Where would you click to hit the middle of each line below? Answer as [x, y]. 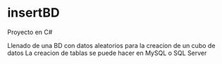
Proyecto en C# [30, 32]
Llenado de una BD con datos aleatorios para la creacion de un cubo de [111, 45]
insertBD [33, 13]
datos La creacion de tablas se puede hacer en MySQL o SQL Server [107, 53]
